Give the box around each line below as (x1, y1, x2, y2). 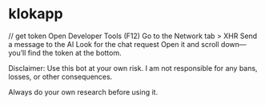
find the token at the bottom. (27, 48, 122, 57)
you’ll (8, 48, 26, 57)
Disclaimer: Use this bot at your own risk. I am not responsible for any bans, (8, 63, 258, 72)
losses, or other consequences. (8, 72, 113, 81)
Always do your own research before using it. (8, 87, 159, 96)
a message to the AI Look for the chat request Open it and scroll (8, 39, 219, 49)
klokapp (8, 5, 63, 23)
